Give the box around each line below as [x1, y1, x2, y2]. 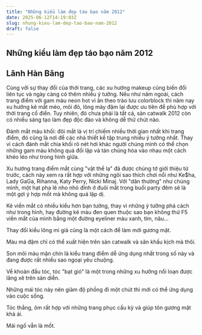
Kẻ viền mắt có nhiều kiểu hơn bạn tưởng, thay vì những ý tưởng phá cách [6, 202, 190, 209]
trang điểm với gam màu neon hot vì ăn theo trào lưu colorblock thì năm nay [6, 97, 195, 104]
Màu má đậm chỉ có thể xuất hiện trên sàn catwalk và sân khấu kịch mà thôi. [6, 238, 196, 245]
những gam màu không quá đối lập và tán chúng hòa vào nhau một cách [6, 147, 187, 154]
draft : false [6, 25, 39, 32]
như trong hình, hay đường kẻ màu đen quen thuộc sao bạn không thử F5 [6, 209, 188, 216]
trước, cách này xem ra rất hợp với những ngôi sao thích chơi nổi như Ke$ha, [6, 171, 197, 179]
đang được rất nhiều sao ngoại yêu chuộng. [6, 256, 115, 263]
